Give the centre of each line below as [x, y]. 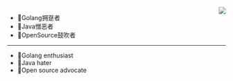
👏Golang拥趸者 [38, 18]
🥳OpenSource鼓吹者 [46, 35]
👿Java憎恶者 [35, 26]
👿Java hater [34, 63]
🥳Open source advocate [52, 70]
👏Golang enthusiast [45, 55]
